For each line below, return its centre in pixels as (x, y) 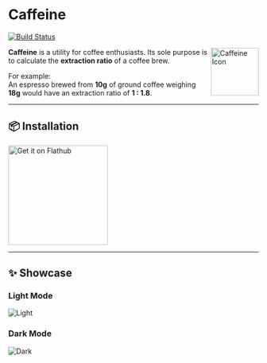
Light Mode (31, 296)
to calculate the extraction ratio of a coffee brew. (89, 60)
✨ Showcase (41, 273)
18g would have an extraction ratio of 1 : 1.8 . (80, 92)
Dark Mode (30, 334)
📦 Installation (44, 126)
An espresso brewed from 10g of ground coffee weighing (102, 84)
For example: (30, 76)
